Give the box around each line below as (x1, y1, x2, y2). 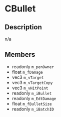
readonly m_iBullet (11, 90, 52, 96)
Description (4, 23, 42, 31)
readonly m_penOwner (11, 63, 54, 70)
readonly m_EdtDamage (11, 95, 56, 101)
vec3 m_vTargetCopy (11, 79, 53, 85)
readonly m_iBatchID (11, 106, 54, 112)
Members (4, 50, 35, 59)
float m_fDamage (11, 69, 43, 75)
